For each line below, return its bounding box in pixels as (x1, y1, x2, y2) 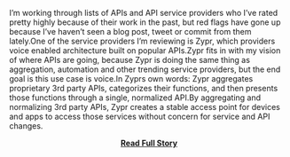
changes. (9, 121, 43, 131)
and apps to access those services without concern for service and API (9, 111, 270, 122)
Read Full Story (120, 137, 178, 148)
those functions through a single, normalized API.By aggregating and (9, 92, 262, 103)
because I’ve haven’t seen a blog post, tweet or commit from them (9, 27, 252, 36)
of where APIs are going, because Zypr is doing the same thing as (9, 55, 251, 65)
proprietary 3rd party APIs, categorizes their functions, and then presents (9, 83, 278, 93)
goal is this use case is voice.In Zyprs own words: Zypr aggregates (9, 74, 254, 83)
